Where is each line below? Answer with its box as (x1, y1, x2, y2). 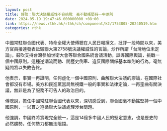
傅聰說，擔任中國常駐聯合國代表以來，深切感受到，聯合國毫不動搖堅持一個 (5, 98, 158, 104)
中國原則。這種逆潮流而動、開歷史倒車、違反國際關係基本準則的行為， (9, 58, 153, 64)
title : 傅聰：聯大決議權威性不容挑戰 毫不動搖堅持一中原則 (5, 12, 113, 17)
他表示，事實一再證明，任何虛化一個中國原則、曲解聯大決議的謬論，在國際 (5, 75, 158, 81)
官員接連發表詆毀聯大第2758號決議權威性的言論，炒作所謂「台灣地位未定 (9, 46, 160, 52)
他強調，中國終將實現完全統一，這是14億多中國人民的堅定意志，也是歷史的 (5, 115, 158, 121)
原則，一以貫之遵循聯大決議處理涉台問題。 (9, 104, 97, 110)
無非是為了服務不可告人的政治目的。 (13, 87, 88, 93)
